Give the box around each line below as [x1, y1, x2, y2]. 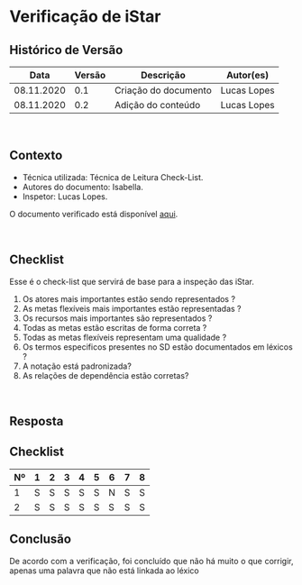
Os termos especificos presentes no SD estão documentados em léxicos [22, 341, 293, 352]
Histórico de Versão [9, 42, 124, 58]
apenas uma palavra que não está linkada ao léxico [9, 565, 200, 576]
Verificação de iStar [9, 6, 161, 27]
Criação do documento [114, 84, 212, 96]
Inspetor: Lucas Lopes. [22, 191, 108, 202]
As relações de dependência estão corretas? [22, 370, 189, 380]
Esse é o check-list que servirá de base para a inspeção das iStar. [9, 276, 255, 287]
